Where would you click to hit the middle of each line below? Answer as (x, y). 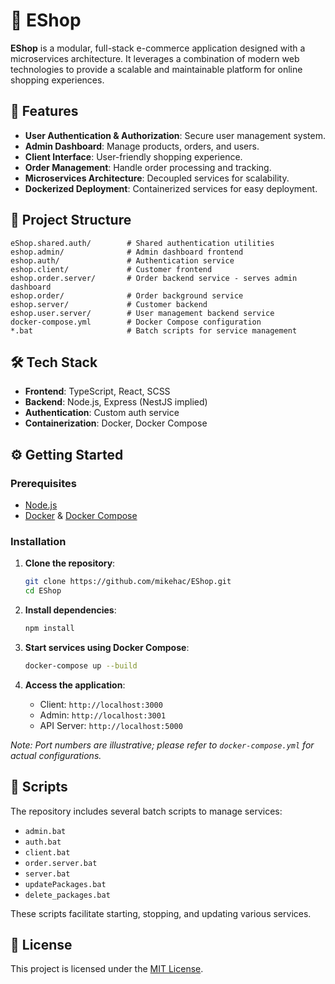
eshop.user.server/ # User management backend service (142, 313)
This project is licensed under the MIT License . (107, 969)
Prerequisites (43, 483)
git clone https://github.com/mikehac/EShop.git (128, 582)
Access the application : (75, 685)
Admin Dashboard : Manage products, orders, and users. (142, 146)
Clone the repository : (70, 563)
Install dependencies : (70, 610)
